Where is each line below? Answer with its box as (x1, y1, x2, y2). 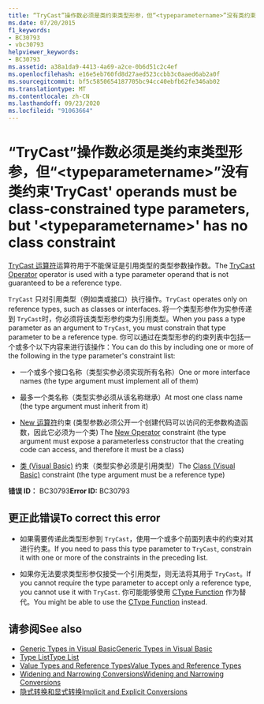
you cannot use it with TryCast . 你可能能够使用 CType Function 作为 (19, 587, 240, 597)
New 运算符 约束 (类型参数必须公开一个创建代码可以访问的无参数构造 (19, 418, 242, 427)
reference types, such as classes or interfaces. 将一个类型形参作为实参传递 (8, 304, 252, 313)
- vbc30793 (8, 41, 44, 49)
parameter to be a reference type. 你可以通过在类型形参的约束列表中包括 (8, 332, 244, 342)
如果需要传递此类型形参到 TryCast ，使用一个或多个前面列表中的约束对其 (19, 534, 254, 543)
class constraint (8, 234, 116, 252)
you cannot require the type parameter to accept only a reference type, (19, 578, 252, 587)
